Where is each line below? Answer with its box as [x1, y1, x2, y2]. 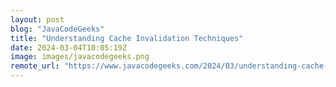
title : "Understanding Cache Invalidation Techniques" [10, 33, 244, 43]
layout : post [10, 14, 65, 25]
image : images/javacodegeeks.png [10, 52, 150, 62]
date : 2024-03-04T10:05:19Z [10, 42, 128, 53]
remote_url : [10, 61, 60, 71]
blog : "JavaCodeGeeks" [10, 24, 105, 34]
